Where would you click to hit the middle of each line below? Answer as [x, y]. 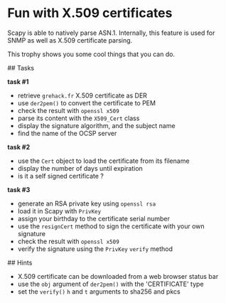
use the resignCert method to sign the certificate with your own [111, 226]
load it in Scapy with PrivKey [59, 211]
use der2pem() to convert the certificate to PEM [87, 103]
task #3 [19, 189]
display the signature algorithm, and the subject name [96, 125]
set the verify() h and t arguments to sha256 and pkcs [99, 291]
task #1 [18, 81]
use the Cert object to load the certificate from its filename [103, 161]
